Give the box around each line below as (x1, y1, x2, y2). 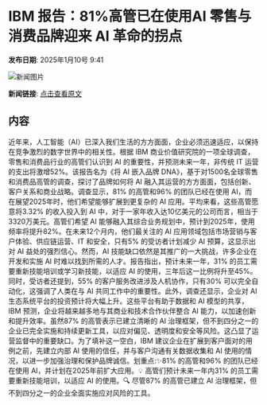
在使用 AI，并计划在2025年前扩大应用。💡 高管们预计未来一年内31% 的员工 (8, 365, 252, 375)
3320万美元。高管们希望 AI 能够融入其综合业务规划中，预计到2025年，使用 (8, 216, 256, 226)
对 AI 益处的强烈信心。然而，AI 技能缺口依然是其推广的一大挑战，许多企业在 (8, 246, 257, 255)
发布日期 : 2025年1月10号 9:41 (8, 55, 104, 64)
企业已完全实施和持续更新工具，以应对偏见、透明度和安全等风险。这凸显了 (8, 325, 252, 335)
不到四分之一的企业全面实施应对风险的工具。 (8, 387, 155, 398)
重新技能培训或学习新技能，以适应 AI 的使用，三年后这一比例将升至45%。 (14, 266, 257, 275)
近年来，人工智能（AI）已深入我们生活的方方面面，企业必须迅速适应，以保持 (8, 137, 259, 146)
